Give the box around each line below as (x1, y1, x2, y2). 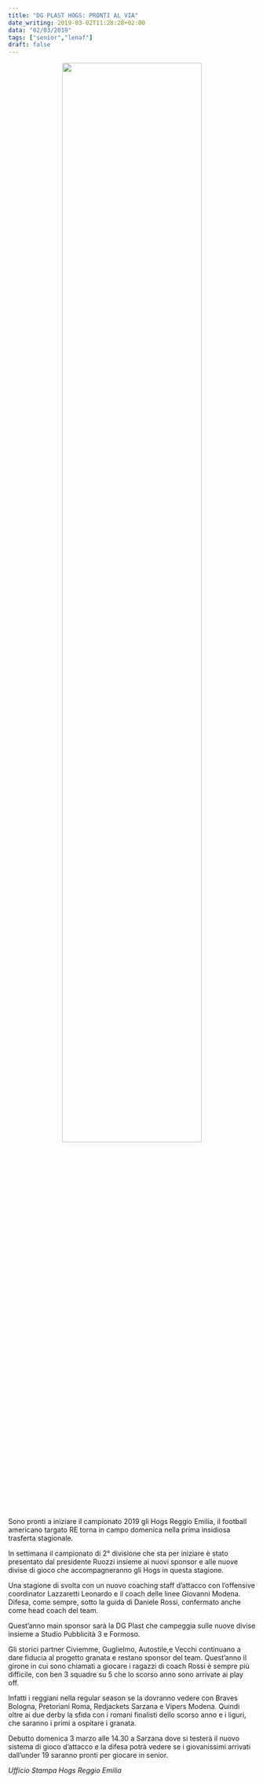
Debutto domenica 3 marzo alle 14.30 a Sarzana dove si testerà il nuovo (8, 1733, 240, 1744)
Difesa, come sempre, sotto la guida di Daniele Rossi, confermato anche (8, 1597, 241, 1607)
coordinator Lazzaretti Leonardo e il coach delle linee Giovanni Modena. (8, 1589, 241, 1599)
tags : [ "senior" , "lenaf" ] (8, 33, 93, 42)
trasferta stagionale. (8, 1533, 73, 1543)
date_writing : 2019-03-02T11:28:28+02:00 (8, 19, 146, 27)
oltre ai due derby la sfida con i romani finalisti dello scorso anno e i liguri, (8, 1710, 247, 1720)
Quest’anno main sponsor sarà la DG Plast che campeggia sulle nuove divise (8, 1621, 256, 1630)
